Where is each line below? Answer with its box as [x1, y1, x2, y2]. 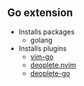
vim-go [30, 52, 54, 61]
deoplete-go [30, 68, 71, 77]
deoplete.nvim [30, 60, 77, 70]
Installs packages [18, 27, 75, 36]
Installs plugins [18, 43, 67, 53]
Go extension [7, 6, 73, 20]
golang [30, 35, 53, 45]
